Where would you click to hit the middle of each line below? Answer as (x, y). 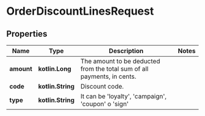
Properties (27, 34)
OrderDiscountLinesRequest (80, 11)
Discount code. (102, 86)
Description (126, 51)
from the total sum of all (114, 69)
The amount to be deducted (120, 61)
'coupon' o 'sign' (105, 104)
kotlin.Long (55, 69)
